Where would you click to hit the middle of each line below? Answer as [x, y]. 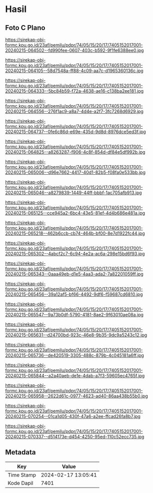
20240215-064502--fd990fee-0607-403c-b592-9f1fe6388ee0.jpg [74, 50]
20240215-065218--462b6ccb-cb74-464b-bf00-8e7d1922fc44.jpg [75, 233]
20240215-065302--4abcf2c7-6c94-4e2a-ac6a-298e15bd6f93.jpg [75, 254]
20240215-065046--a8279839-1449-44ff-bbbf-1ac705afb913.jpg [73, 193]
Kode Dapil [20, 483]
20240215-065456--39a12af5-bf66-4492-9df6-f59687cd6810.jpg [74, 294]
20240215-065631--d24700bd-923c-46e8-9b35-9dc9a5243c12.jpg [76, 335]
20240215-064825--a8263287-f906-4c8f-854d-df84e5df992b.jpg [75, 152]
